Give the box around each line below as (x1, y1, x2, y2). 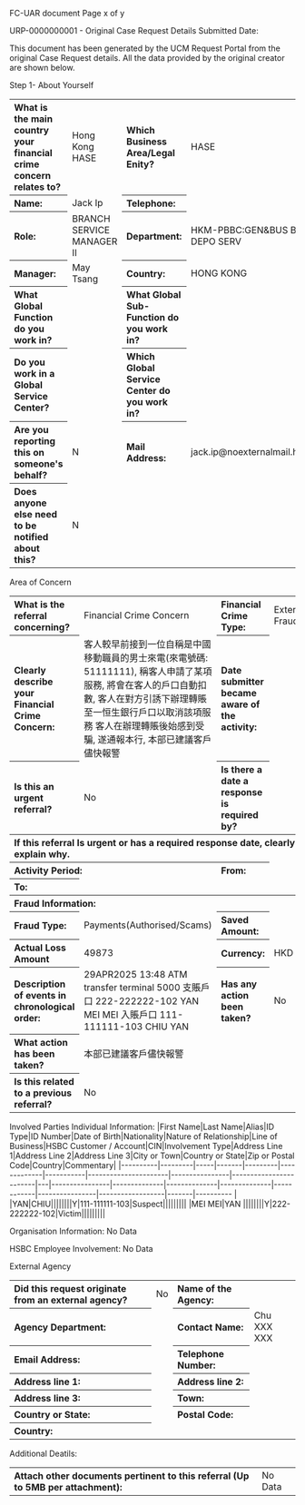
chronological (14, 1000, 75, 1013)
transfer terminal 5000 (83, 980, 181, 993)
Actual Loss (14, 941, 66, 954)
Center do (126, 385, 171, 397)
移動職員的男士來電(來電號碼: (83, 651, 209, 664)
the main (14, 113, 53, 125)
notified (14, 531, 49, 543)
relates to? (14, 181, 62, 193)
